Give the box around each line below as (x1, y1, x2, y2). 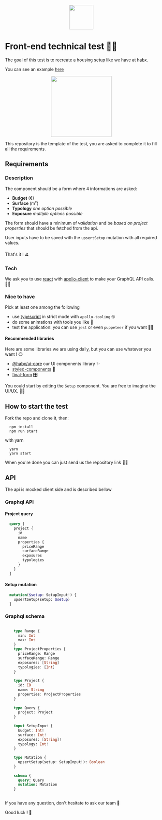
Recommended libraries (5, 335, 54, 341)
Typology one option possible (12, 205, 73, 211)
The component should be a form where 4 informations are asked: (5, 186, 137, 192)
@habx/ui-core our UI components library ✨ (12, 361, 100, 366)
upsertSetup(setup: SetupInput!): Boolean (17, 760, 105, 765)
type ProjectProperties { (14, 646, 66, 652)
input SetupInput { (14, 724, 53, 729)
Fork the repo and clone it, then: (5, 415, 69, 421)
